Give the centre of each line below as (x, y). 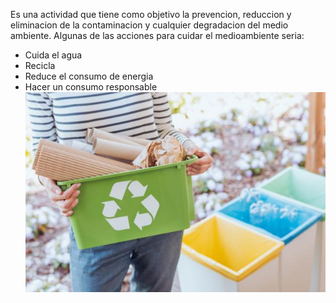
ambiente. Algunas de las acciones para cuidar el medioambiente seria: (157, 35)
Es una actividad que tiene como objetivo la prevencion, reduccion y (151, 14)
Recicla (40, 65)
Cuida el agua (53, 55)
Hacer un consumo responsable (91, 87)
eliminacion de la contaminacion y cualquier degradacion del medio (149, 25)
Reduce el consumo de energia (89, 76)
